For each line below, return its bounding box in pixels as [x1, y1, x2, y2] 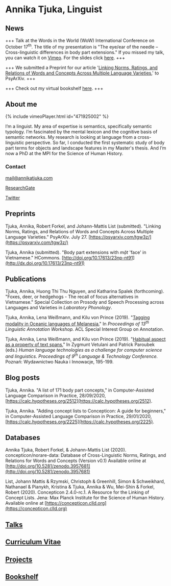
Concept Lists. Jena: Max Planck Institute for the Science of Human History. [5, 495, 165, 501]
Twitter [5, 194, 20, 201]
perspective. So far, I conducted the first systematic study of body [25, 139, 165, 146]
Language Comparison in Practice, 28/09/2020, [5, 392, 106, 399]
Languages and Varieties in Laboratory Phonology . [5, 305, 112, 311]
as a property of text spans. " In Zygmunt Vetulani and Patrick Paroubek [5, 341, 155, 348]
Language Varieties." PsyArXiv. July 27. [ [5, 234, 90, 240]
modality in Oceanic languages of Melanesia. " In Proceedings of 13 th [5, 320, 150, 327]
